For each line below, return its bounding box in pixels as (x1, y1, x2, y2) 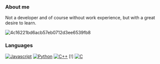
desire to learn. (5, 20, 36, 26)
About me (5, 3, 30, 10)
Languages (5, 42, 33, 49)
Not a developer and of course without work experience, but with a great (5, 15, 155, 21)
